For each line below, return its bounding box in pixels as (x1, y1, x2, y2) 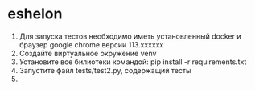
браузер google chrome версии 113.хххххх (19, 39, 164, 49)
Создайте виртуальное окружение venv (19, 48, 157, 58)
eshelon (7, 5, 63, 23)
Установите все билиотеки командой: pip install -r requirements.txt (19, 57, 247, 67)
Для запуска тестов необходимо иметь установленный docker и (19, 31, 242, 41)
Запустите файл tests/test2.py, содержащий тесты (19, 65, 191, 75)
